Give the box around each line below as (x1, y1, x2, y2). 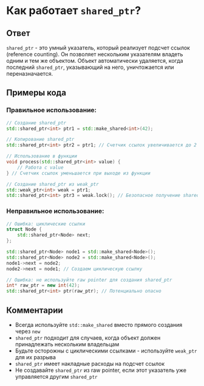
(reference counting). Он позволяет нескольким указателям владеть (6, 51, 183, 58)
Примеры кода (6, 88, 67, 98)
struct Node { (6, 226, 42, 232)
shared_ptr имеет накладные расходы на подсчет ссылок (15, 360, 165, 368)
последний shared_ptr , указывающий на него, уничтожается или (6, 63, 174, 71)
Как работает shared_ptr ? (6, 4, 141, 18)
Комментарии (6, 305, 63, 315)
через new (15, 327, 41, 335)
